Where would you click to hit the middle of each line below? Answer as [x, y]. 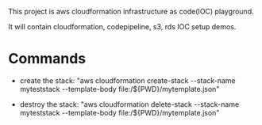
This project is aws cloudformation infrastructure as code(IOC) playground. [131, 11]
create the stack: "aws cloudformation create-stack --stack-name [127, 80]
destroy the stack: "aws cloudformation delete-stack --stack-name [129, 104]
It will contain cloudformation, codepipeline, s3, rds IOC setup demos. [122, 27]
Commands [47, 59]
